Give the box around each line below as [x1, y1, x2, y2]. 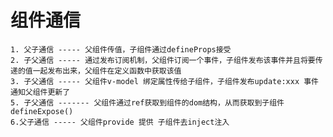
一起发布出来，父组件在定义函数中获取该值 [32, 66, 182, 76]
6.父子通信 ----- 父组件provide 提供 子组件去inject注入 [10, 117, 230, 127]
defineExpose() [10, 106, 74, 116]
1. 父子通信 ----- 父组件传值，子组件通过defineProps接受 [10, 44, 232, 55]
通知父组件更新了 [10, 87, 71, 97]
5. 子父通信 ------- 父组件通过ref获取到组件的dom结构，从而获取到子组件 [10, 97, 285, 108]
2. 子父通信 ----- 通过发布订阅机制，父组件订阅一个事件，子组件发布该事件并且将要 [10, 55, 316, 65]
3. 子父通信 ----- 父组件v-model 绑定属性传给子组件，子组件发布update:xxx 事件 [10, 76, 319, 86]
